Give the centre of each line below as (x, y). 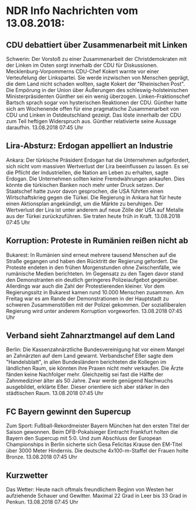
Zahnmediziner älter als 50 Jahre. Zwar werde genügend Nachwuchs (90, 381)
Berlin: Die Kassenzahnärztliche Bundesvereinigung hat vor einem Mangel (95, 349)
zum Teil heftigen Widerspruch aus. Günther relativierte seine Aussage (91, 121)
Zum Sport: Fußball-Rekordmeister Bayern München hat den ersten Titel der (98, 426)
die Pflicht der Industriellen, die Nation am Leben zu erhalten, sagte (87, 172)
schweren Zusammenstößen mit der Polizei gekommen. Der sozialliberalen (96, 305)
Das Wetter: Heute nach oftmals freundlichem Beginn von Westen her (90, 489)
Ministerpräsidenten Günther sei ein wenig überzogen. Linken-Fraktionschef (98, 96)
